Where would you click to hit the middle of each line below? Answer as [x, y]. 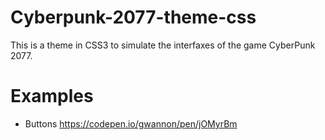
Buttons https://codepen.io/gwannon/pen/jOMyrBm [131, 123]
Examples [52, 96]
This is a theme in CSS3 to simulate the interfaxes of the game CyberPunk [163, 45]
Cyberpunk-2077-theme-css [133, 17]
